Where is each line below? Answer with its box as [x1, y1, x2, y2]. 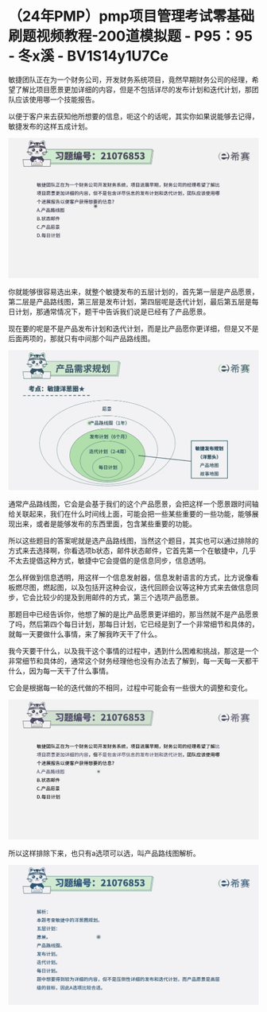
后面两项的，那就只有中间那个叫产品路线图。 [8, 333, 155, 343]
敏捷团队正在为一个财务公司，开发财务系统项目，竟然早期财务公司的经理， [8, 75, 252, 84]
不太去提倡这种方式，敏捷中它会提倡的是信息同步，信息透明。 [8, 556, 211, 565]
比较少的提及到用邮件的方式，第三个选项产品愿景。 [35, 592, 203, 602]
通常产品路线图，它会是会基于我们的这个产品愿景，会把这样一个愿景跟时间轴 [8, 498, 259, 509]
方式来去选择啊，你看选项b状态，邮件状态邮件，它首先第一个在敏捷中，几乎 [8, 545, 257, 555]
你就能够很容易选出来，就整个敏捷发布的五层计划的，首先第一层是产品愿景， [8, 287, 259, 297]
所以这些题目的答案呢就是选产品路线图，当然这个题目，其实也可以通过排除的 [8, 536, 259, 545]
